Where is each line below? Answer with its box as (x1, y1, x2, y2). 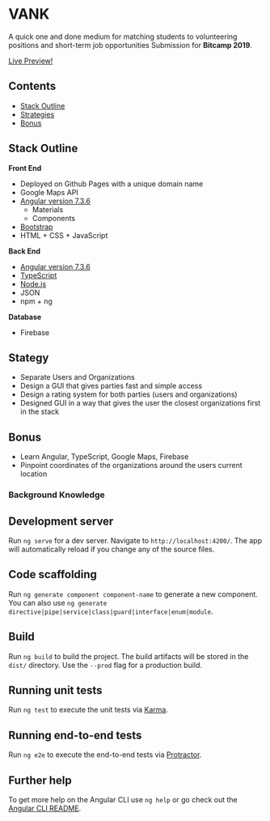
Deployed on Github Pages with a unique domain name (19, 179, 204, 189)
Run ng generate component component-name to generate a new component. (8, 589, 259, 599)
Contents (8, 79, 57, 93)
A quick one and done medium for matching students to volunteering (8, 32, 238, 41)
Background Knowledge (8, 489, 105, 500)
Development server (8, 514, 114, 528)
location (19, 469, 48, 479)
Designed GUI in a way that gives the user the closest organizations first (19, 398, 261, 408)
